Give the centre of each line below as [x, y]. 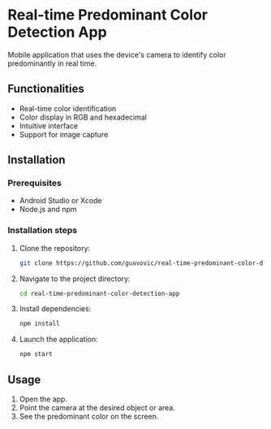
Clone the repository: [55, 248]
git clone [36, 263]
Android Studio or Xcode [60, 201]
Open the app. [43, 399]
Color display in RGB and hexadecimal [83, 117]
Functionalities [46, 89]
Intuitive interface [49, 126]
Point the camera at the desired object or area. [97, 408]
